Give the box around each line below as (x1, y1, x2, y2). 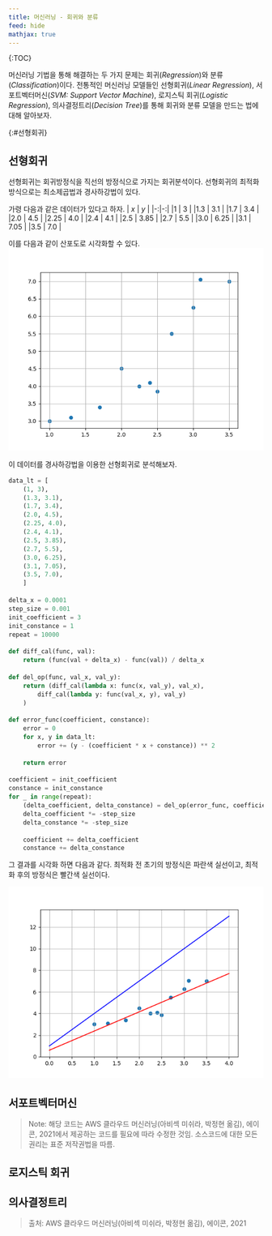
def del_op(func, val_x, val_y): (8, 673, 121, 681)
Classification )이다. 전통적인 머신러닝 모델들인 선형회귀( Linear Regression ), (11, 80, 255, 90)
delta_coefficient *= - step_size (23, 810, 136, 818)
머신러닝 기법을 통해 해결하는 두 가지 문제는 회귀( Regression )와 (8, 70, 209, 80)
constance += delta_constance (23, 844, 125, 853)
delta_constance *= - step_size (23, 819, 129, 827)
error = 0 (23, 725, 57, 733)
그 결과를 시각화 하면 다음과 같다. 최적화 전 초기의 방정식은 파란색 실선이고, (8, 860, 244, 870)
